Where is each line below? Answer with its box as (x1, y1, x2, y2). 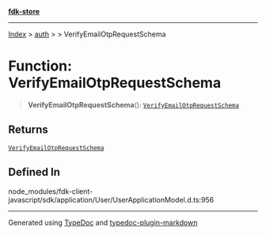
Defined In (8, 165, 61, 179)
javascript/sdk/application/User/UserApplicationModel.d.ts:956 (8, 195, 215, 204)
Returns (8, 123, 49, 137)
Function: (8, 57, 73, 75)
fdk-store (8, 7, 40, 16)
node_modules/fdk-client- (8, 186, 93, 196)
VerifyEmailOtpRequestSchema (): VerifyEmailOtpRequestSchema (27, 100, 240, 109)
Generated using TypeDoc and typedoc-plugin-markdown (8, 218, 198, 227)
